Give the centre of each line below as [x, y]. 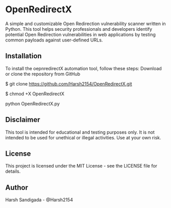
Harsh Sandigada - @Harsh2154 [39, 200]
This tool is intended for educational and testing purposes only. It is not [80, 132]
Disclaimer [23, 120]
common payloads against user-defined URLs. [54, 40]
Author [17, 187]
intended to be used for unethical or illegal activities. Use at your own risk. [83, 137]
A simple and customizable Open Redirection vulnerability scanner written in [86, 24]
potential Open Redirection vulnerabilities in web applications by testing [80, 34]
